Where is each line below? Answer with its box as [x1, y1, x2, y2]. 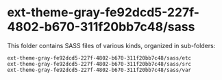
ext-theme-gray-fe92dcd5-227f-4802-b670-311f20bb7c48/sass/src [7, 60, 192, 67]
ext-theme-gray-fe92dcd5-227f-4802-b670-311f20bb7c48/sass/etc [7, 54, 192, 62]
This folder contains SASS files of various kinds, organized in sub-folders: [7, 41, 216, 49]
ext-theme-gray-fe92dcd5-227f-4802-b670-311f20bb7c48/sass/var [7, 66, 192, 73]
